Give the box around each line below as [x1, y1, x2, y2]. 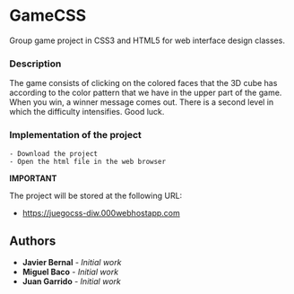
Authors [9, 233, 56, 248]
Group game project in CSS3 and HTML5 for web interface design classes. [9, 35, 285, 46]
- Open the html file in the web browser [9, 157, 167, 166]
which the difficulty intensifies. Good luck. [9, 107, 165, 117]
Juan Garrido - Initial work [22, 276, 121, 287]
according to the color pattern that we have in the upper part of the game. [9, 87, 282, 99]
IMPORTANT [9, 172, 57, 184]
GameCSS [9, 5, 87, 26]
